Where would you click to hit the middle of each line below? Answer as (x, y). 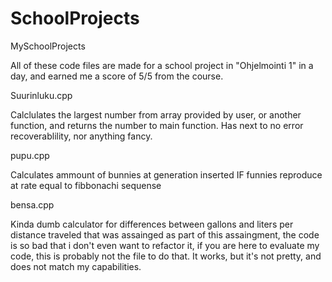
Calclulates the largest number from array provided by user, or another (156, 114)
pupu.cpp (30, 155)
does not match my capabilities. (76, 266)
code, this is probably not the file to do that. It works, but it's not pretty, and (166, 256)
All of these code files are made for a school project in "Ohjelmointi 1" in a (162, 65)
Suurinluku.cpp (41, 95)
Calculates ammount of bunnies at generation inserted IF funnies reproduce (166, 174)
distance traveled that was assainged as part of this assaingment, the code (165, 234)
